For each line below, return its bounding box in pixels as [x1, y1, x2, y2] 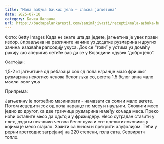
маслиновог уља [5, 79, 40, 85]
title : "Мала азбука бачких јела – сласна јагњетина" [5, 7, 117, 12]
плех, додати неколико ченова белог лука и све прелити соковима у [5, 119, 149, 124]
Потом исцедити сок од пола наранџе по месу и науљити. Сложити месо [5, 103, 159, 109]
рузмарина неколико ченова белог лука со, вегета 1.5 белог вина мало [5, 74, 154, 80]
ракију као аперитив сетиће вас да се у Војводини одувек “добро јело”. [5, 50, 155, 56]
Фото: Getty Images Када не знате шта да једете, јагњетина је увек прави [5, 34, 158, 40]
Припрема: [5, 88, 28, 94]
